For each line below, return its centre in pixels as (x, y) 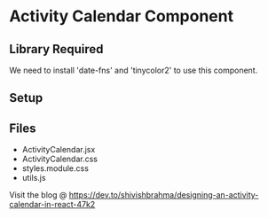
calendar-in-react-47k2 (52, 205)
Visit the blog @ (38, 195)
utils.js (34, 178)
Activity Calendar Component (121, 16)
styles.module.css (55, 168)
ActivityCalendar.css (59, 159)
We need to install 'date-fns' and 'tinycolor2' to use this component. (134, 70)
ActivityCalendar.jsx (59, 150)
